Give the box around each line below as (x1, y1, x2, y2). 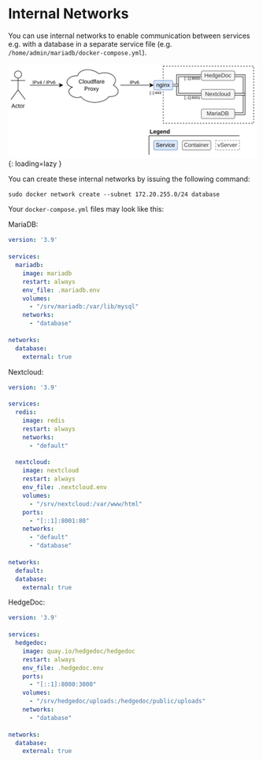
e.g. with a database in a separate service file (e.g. (8, 39, 172, 48)
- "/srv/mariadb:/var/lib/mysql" (28, 303, 139, 311)
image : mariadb (22, 269, 72, 277)
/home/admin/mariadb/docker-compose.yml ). (8, 47, 147, 57)
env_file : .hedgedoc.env (22, 664, 104, 672)
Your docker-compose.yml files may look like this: (8, 205, 165, 214)
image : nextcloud (22, 467, 80, 475)
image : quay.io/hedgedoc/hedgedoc (22, 647, 135, 655)
